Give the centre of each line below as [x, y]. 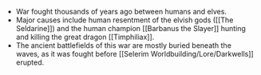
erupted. [30, 62]
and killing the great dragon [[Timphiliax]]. [85, 37]
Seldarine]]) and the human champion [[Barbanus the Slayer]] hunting [130, 28]
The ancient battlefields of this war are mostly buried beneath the [123, 45]
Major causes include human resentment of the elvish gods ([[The [125, 20]
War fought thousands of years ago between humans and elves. [121, 12]
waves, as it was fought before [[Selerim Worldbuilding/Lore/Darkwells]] [134, 54]
